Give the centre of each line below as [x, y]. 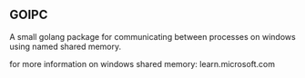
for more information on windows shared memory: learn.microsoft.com [142, 63]
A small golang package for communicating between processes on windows [152, 36]
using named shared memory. [66, 46]
